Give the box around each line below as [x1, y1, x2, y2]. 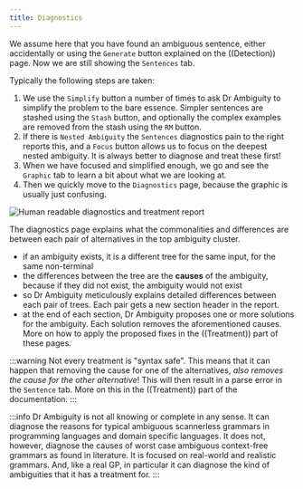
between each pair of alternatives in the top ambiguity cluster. [9, 233, 241, 244]
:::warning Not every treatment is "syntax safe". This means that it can [9, 355, 270, 366]
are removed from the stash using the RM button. [22, 121, 202, 132]
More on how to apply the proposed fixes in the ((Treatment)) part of [22, 328, 279, 339]
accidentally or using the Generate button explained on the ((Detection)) [9, 47, 276, 59]
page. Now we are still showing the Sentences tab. [9, 57, 195, 68]
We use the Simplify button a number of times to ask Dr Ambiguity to [22, 92, 281, 103]
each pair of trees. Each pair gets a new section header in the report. [22, 299, 280, 310]
